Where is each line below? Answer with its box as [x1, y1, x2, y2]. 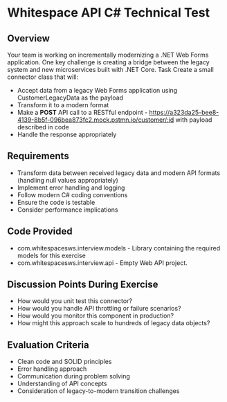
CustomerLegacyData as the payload [17, 93, 123, 102]
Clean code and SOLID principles [17, 358, 112, 366]
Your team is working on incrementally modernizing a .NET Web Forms [7, 51, 209, 59]
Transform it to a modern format [17, 101, 109, 109]
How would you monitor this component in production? [17, 311, 174, 320]
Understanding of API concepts [17, 379, 107, 388]
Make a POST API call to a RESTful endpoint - [17, 109, 148, 116]
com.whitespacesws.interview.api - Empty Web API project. [17, 258, 188, 267]
